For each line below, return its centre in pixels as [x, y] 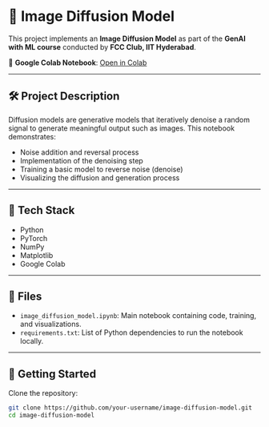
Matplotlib [36, 255]
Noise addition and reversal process [79, 152]
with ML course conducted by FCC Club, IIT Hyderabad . [102, 46]
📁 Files [25, 296]
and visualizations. [50, 324]
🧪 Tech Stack [42, 210]
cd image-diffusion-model [51, 416]
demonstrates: [32, 136]
